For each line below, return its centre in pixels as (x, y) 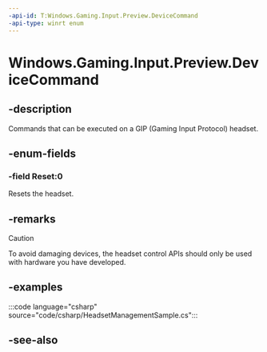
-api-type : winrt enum (46, 23)
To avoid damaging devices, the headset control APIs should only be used (130, 254)
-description (40, 109)
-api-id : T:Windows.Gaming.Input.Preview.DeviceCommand (103, 16)
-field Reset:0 (36, 176)
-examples (36, 288)
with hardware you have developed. (67, 262)
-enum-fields (42, 153)
